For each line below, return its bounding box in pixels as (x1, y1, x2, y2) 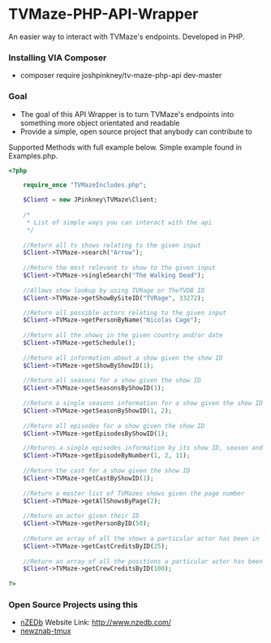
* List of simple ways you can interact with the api (26, 218, 213, 227)
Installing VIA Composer (8, 52, 107, 63)
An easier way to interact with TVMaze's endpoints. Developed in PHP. (8, 32, 245, 41)
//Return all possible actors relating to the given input (23, 309, 227, 317)
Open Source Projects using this (8, 598, 138, 610)
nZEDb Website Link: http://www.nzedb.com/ (19, 618, 172, 628)
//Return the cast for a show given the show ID (23, 467, 191, 475)
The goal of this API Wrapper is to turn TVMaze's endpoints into (19, 109, 234, 119)
